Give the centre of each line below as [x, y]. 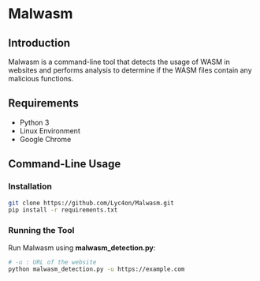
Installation [30, 186]
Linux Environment [50, 130]
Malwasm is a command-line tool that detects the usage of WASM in [119, 62]
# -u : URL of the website [52, 262]
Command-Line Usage [65, 164]
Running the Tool [41, 230]
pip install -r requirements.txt [63, 210]
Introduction [39, 43]
